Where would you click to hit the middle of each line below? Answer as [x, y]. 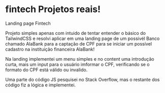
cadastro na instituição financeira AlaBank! [50, 49]
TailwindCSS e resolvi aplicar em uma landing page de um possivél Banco [82, 38]
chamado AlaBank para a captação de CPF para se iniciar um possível [79, 43]
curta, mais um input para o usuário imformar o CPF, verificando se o [77, 64]
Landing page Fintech [28, 23]
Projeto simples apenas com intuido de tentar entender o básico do [76, 33]
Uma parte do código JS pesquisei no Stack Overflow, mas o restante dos [82, 79]
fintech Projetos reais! [53, 9]
